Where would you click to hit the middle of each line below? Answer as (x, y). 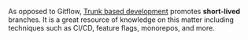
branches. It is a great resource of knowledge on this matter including (121, 20)
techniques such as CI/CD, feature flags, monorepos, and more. (111, 28)
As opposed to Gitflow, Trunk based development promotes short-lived (124, 11)
